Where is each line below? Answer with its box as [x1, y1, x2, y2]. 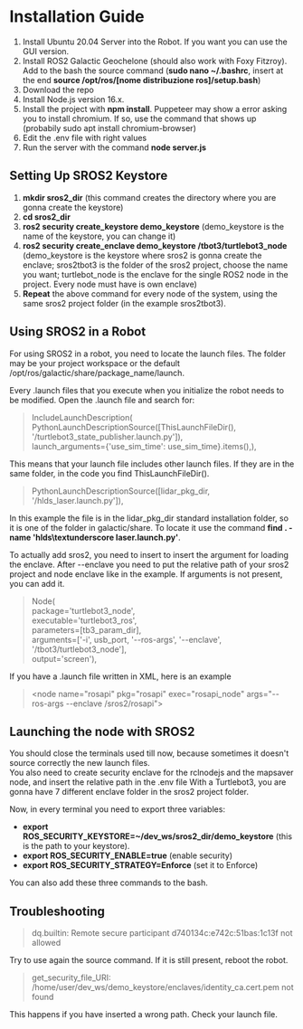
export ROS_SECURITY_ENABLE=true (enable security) [22, 850, 233, 861]
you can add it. [9, 578, 65, 589]
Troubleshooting [9, 903, 106, 919]
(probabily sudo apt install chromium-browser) [22, 122, 196, 133]
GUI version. [22, 45, 70, 56]
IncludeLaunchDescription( [31, 411, 133, 422]
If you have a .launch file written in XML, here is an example [9, 671, 232, 682]
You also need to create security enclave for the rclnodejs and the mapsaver [9, 767, 294, 779]
